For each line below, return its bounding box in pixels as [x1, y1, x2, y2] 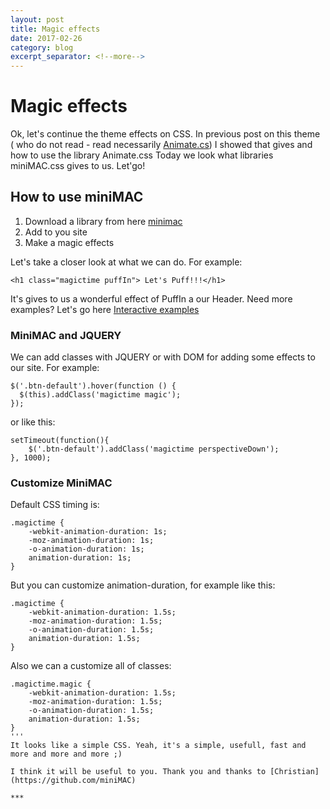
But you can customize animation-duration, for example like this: [10, 579, 276, 591]
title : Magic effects [10, 24, 101, 34]
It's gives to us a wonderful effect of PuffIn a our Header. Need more [10, 292, 293, 305]
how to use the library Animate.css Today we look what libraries [10, 149, 274, 161]
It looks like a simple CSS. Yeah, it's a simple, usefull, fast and [10, 741, 307, 751]
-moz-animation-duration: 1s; [28, 536, 155, 546]
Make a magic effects [24, 236, 115, 248]
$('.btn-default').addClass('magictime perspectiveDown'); [28, 444, 280, 455]
